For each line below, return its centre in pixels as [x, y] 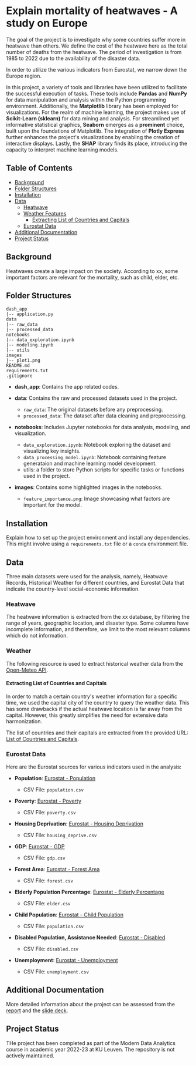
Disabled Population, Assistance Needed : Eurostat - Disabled [90, 938]
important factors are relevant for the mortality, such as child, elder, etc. [93, 277]
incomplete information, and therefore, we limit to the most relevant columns [98, 629]
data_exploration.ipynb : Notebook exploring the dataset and [97, 445]
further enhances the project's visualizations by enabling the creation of [93, 137]
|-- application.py [30, 314]
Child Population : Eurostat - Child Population [69, 915]
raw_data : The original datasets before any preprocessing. [93, 410]
